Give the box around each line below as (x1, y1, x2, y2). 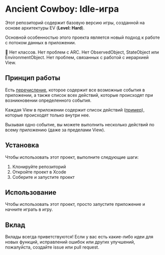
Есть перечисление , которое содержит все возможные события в (5, 87, 145, 93)
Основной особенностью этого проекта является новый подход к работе (5, 34, 160, 40)
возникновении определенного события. (5, 97, 92, 103)
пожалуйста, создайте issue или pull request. (5, 244, 99, 250)
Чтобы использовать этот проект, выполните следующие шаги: (5, 154, 139, 160)
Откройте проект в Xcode (12, 169, 66, 175)
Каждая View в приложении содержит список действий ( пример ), (5, 107, 145, 113)
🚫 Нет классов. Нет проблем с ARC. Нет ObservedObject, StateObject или (5, 49, 159, 55)
